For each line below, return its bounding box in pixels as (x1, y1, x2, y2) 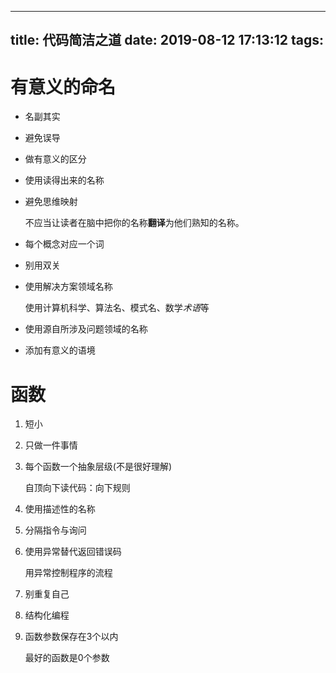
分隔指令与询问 (24, 524, 87, 536)
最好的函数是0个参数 (24, 652, 110, 664)
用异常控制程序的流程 (24, 567, 113, 579)
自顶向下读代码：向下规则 (24, 482, 131, 494)
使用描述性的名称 (24, 503, 96, 515)
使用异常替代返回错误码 (24, 546, 122, 558)
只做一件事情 (24, 439, 78, 451)
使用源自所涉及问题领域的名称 (24, 323, 148, 335)
